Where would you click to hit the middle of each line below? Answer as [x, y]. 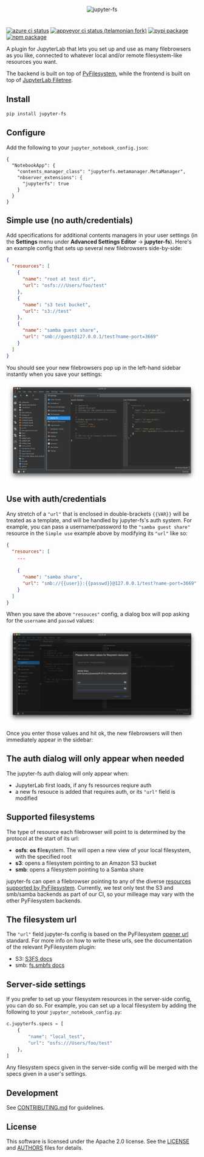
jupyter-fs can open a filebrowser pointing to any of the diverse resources [99, 881]
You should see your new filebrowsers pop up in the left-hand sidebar [93, 367]
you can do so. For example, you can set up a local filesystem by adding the [101, 1006]
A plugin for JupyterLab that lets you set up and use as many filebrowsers [99, 49]
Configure [26, 133]
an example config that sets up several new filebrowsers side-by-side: [94, 248]
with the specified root [43, 856]
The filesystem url [42, 919]
